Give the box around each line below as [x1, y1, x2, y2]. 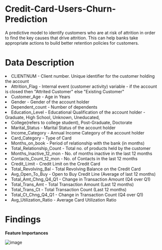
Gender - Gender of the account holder [11, 99, 90, 105]
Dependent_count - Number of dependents [11, 104, 98, 110]
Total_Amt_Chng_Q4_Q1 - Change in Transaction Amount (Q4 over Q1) [11, 176, 151, 182]
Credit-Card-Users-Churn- [5, 3, 116, 15]
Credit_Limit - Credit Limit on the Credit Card [11, 161, 100, 167]
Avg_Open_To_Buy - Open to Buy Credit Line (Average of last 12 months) [11, 171, 156, 177]
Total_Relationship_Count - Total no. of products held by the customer [11, 145, 151, 151]
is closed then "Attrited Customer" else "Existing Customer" [5, 88, 125, 94]
